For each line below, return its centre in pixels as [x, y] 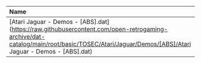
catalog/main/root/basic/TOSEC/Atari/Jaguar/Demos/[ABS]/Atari [100, 44]
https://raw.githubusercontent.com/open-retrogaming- [90, 29]
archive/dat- [27, 37]
